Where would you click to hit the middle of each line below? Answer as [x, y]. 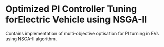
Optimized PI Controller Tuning [71, 9]
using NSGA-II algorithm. [31, 39]
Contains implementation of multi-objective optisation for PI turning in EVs [82, 33]
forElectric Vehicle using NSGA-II [76, 20]
